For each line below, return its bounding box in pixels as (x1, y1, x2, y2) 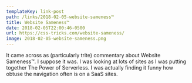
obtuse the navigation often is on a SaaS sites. (6, 71, 118, 77)
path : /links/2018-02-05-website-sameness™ (6, 14, 114, 20)
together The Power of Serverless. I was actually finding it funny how (6, 64, 174, 71)
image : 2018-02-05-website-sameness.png (6, 36, 107, 41)
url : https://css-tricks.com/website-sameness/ (6, 30, 125, 36)
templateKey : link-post (6, 8, 65, 15)
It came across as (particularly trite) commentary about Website (6, 52, 161, 58)
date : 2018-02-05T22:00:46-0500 (6, 25, 85, 31)
